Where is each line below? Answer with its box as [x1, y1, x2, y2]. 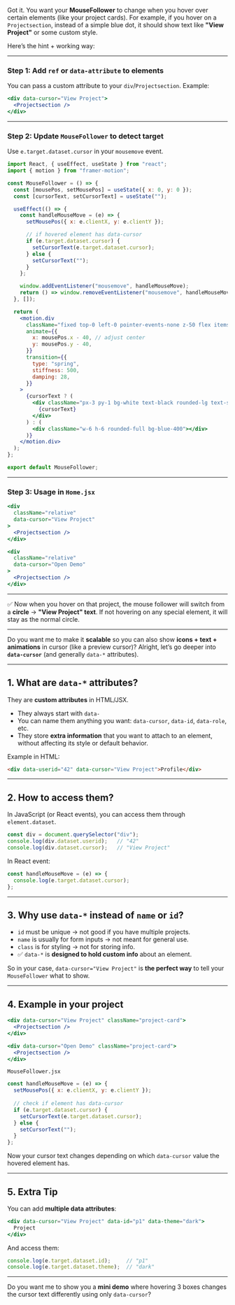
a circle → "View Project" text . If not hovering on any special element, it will [7, 608, 228, 616]
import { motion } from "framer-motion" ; [7, 167, 130, 174]
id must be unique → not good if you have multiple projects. [17, 928, 191, 936]
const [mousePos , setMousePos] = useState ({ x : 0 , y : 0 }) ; [13, 186, 192, 193]
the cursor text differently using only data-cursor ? [7, 1290, 152, 1299]
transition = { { [25, 354, 68, 361]
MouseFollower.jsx [7, 1068, 61, 1076]
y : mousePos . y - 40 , [32, 341, 92, 348]
